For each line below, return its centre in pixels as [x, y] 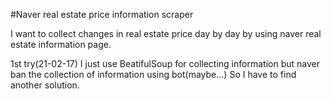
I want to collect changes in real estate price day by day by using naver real [166, 33]
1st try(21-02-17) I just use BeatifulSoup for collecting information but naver [165, 63]
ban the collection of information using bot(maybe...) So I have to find [153, 74]
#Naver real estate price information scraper [102, 14]
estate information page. [61, 44]
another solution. [45, 85]
